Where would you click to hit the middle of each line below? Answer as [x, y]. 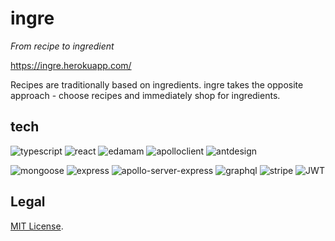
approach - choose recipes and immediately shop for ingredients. [145, 95]
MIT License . [37, 226]
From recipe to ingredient [62, 46]
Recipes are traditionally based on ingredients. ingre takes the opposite [157, 84]
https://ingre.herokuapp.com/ [71, 65]
